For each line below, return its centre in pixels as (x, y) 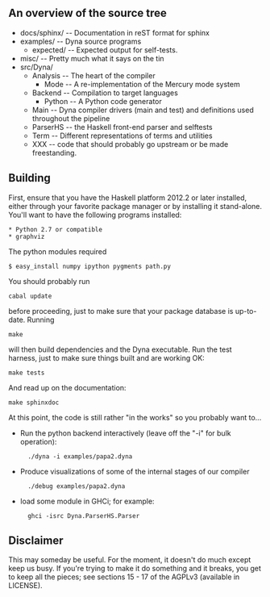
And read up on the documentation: (67, 387)
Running (41, 319)
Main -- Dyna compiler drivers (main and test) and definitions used (143, 110)
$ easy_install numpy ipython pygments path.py (90, 266)
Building (29, 178)
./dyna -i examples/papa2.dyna (80, 456)
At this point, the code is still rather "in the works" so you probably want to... (135, 417)
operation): (38, 441)
